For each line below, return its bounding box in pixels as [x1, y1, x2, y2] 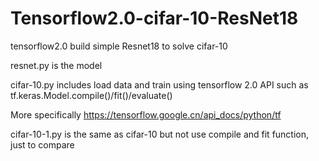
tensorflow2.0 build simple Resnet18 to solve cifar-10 [10, 40, 228, 52]
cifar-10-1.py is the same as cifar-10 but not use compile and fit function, [10, 128, 310, 140]
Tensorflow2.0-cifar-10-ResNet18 [10, 7, 299, 30]
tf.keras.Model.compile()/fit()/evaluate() [10, 89, 173, 101]
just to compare [10, 138, 75, 151]
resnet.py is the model [10, 59, 103, 71]
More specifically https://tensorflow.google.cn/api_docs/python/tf [10, 108, 282, 121]
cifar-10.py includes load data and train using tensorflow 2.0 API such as [10, 78, 309, 91]
